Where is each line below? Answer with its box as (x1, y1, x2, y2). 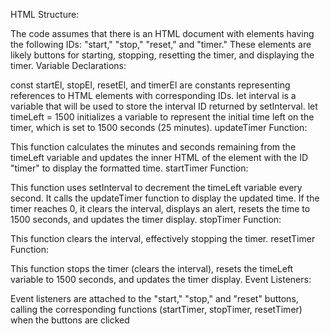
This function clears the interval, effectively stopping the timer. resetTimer (10, 233, 316, 244)
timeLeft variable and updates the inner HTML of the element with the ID (10, 152, 309, 163)
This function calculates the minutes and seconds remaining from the (10, 141, 297, 153)
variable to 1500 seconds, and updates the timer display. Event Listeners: (10, 274, 312, 285)
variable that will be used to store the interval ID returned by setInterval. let (10, 100, 318, 112)
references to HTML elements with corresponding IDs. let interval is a (10, 90, 297, 101)
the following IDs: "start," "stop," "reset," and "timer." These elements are (10, 39, 312, 50)
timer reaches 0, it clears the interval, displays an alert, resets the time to (10, 203, 311, 214)
